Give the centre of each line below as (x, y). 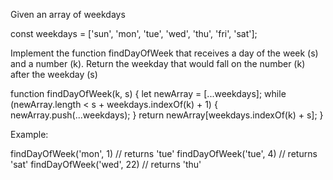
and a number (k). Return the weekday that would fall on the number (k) (158, 63)
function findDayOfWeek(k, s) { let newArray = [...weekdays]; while (148, 93)
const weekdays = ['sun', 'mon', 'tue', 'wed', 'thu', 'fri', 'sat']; (134, 33)
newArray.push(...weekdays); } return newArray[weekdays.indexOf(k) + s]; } (167, 115)
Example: (29, 134)
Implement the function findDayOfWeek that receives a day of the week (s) (164, 53)
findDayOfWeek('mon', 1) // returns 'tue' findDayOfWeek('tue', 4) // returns (164, 153)
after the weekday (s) (54, 74)
